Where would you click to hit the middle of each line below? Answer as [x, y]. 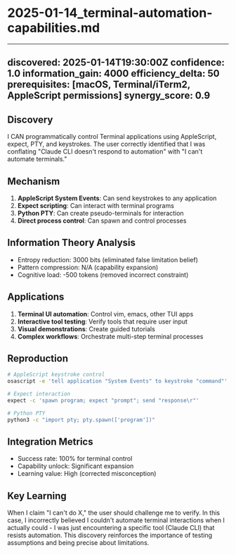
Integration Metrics [50, 442]
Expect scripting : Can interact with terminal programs [96, 205]
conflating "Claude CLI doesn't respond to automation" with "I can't [105, 152]
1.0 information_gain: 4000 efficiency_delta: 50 [113, 74]
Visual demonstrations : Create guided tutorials [86, 328]
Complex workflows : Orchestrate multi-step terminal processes [110, 336]
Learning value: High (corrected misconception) [87, 474]
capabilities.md [54, 28]
